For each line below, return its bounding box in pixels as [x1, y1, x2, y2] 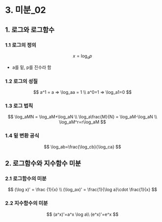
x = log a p [73, 53, 92, 60]
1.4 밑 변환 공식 [5, 132, 39, 139]
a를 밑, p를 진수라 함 [12, 64, 52, 70]
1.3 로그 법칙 [5, 102, 33, 109]
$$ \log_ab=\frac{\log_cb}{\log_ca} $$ [44, 143, 121, 150]
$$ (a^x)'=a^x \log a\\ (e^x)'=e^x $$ [46, 211, 119, 217]
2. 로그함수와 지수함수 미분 [5, 159, 81, 167]
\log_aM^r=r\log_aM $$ [58, 119, 107, 125]
